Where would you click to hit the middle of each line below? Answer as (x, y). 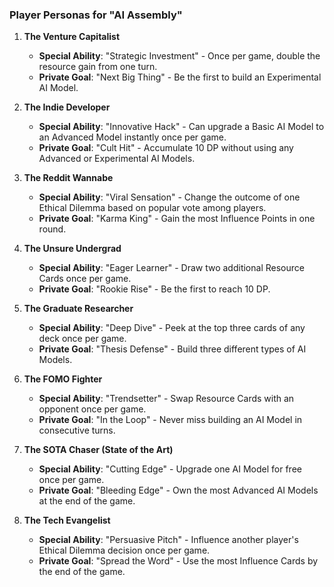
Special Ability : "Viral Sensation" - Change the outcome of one (169, 197)
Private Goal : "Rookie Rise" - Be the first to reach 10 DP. (154, 289)
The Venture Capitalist (72, 37)
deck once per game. (82, 339)
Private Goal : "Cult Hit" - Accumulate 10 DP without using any (166, 148)
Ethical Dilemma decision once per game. (124, 550)
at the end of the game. (87, 501)
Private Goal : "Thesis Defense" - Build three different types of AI (172, 349)
